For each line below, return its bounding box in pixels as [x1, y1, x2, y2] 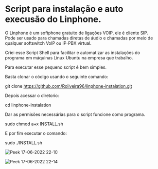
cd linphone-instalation [5, 102, 52, 108]
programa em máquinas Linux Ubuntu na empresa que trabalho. [5, 55, 133, 60]
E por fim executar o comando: [5, 130, 67, 136]
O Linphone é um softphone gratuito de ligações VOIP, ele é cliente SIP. [5, 30, 148, 36]
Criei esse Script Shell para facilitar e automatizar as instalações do [5, 50, 140, 56]
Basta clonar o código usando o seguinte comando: [5, 74, 108, 79]
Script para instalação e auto [5, 3, 123, 15]
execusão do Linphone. [5, 14, 102, 25]
